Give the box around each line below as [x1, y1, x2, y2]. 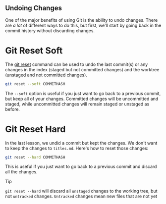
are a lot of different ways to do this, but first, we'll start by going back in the [5, 22, 162, 28]
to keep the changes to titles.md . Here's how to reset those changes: [5, 145, 149, 151]
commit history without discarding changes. [5, 27, 95, 34]
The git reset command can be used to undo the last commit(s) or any [5, 61, 148, 67]
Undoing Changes [5, 4, 62, 12]
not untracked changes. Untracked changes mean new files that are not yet [5, 193, 158, 200]
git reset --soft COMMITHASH [5, 81, 65, 86]
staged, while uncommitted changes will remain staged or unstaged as [5, 101, 150, 107]
